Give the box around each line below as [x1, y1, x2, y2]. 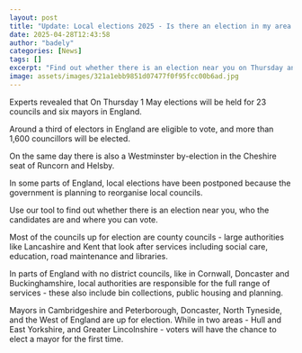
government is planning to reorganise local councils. [9, 186, 203, 198]
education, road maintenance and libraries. [9, 250, 168, 261]
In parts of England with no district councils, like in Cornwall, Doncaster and [9, 267, 290, 279]
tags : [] [9, 55, 42, 64]
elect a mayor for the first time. [9, 333, 124, 344]
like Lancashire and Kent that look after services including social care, [9, 240, 268, 252]
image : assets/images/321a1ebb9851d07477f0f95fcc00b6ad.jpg [9, 72, 240, 81]
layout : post [9, 13, 58, 23]
